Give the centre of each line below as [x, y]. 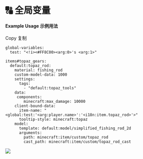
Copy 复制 [16, 38]
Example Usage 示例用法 [32, 26]
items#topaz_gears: [26, 61]
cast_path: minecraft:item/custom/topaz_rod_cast [77, 142]
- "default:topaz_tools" [50, 88]
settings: [25, 79]
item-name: [30, 110]
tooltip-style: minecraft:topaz [53, 120]
